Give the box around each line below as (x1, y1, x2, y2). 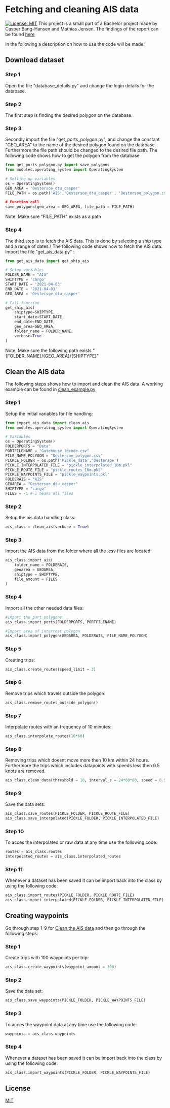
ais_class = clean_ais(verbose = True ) (5, 524, 90, 529)
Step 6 (5, 679, 22, 686)
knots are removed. (5, 768, 46, 774)
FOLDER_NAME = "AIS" (5, 272, 49, 277)
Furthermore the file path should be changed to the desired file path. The (5, 147, 158, 153)
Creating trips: (5, 657, 35, 663)
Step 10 (5, 828, 24, 835)
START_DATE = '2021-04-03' (5, 282, 62, 287)
